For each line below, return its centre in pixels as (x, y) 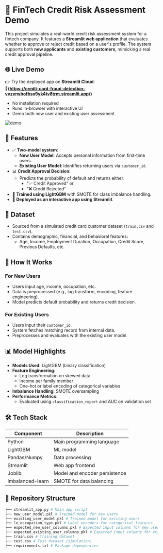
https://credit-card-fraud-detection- (47, 88)
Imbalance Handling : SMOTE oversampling (56, 391)
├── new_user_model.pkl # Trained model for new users (62, 514)
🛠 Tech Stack (26, 417)
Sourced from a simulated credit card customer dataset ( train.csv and (83, 226)
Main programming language (87, 441)
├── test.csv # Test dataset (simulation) (49, 541)
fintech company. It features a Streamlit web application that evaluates (76, 39)
